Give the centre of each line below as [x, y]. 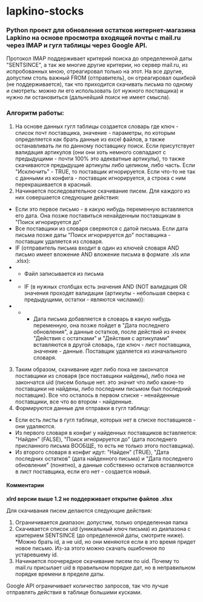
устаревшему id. [37, 555]
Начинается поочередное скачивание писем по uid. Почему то [97, 561]
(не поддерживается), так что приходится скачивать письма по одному [100, 84]
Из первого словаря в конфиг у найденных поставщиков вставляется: [106, 433]
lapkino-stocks [45, 11]
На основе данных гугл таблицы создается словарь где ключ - [97, 126]
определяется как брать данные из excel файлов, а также [90, 139]
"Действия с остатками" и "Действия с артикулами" [101, 338]
